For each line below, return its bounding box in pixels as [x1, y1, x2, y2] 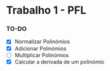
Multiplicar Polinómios [14, 51, 69, 59]
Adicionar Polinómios [14, 45, 67, 52]
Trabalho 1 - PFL [6, 4, 87, 17]
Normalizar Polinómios [14, 38, 70, 45]
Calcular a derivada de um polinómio [14, 58, 105, 65]
